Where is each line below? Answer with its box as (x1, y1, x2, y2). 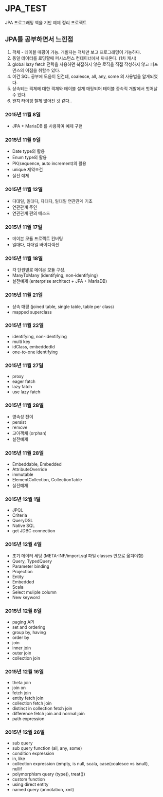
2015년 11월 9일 (5, 136, 41, 143)
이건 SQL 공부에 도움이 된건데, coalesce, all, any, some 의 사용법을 (12, 73, 141, 79)
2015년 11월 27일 (5, 362, 44, 369)
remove (12, 424, 28, 431)
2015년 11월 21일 (5, 291, 43, 298)
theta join (12, 679, 31, 685)
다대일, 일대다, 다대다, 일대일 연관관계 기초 (12, 198, 93, 204)
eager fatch (12, 379, 36, 384)
